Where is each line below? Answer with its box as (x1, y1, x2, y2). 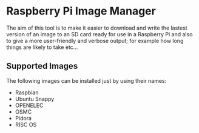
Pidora (15, 114, 32, 122)
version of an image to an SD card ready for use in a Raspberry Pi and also (6, 30, 193, 37)
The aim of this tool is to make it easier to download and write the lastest (6, 24, 187, 31)
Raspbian (15, 89, 39, 96)
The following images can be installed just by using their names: (6, 77, 167, 84)
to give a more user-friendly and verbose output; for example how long (6, 37, 184, 44)
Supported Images (6, 61, 78, 71)
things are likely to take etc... (6, 44, 78, 51)
